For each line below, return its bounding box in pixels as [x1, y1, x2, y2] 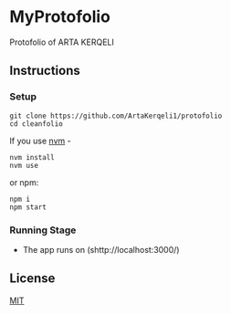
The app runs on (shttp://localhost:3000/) [22, 244, 180, 255]
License [9, 271, 56, 287]
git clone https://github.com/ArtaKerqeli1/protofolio [9, 111, 223, 120]
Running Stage [9, 224, 77, 236]
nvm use [9, 161, 39, 170]
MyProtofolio [9, 6, 111, 27]
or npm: [9, 176, 39, 188]
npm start [9, 203, 47, 212]
